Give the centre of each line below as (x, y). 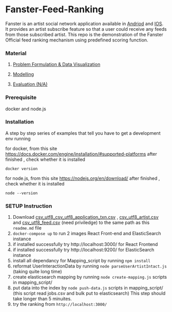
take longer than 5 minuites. (42, 299)
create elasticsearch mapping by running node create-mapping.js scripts (90, 277)
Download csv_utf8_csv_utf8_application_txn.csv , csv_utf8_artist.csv (86, 217)
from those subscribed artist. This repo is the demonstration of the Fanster (84, 34)
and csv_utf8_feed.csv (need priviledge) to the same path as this (81, 223)
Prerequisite (21, 97)
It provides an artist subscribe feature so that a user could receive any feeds (86, 29)
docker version (22, 169)
